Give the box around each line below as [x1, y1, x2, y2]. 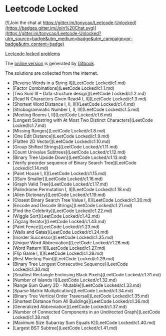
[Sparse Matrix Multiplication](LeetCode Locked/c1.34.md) [12, 287, 133, 293]
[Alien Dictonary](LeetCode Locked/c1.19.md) [12, 192, 106, 198]
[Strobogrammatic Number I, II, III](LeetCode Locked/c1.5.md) [12, 106, 140, 112]
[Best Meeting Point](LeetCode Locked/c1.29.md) [12, 255, 115, 261]
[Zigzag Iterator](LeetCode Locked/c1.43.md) [12, 218, 106, 224]
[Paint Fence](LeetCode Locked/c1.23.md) [12, 224, 100, 230]
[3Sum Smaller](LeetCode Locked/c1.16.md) [12, 176, 103, 182]
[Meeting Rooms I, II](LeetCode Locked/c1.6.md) [12, 111, 112, 118]
